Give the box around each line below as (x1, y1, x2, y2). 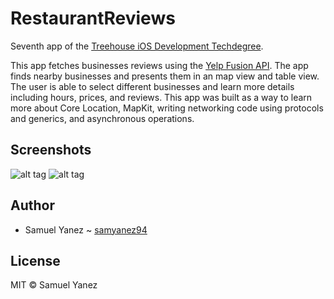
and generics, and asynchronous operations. (10, 112, 195, 124)
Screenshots (10, 142, 92, 159)
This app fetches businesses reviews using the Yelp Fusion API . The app (10, 59, 309, 71)
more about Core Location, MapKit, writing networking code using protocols (10, 102, 324, 114)
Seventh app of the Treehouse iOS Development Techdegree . (10, 40, 264, 52)
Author (10, 197, 55, 214)
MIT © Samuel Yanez (10, 279, 98, 291)
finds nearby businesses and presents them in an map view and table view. (10, 70, 320, 82)
